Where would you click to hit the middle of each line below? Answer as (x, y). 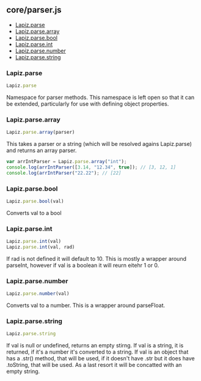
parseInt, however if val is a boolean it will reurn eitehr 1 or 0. (83, 265)
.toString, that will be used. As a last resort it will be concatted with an (94, 365)
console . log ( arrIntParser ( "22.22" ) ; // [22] (64, 173)
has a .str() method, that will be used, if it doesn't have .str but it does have (100, 358)
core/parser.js (34, 10)
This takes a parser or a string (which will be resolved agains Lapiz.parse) (99, 144)
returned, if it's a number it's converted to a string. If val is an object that (97, 352)
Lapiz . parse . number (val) (38, 294)
